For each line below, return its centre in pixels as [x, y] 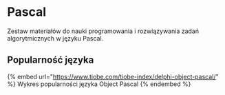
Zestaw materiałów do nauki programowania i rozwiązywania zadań [103, 31]
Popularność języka [51, 60]
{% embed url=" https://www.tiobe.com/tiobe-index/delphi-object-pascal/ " [113, 76]
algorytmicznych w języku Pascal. [55, 38]
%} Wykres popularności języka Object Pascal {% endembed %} [99, 84]
